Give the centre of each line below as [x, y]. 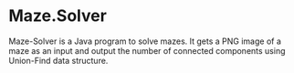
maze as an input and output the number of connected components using [147, 50]
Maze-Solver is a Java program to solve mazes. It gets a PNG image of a [145, 41]
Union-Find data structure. [58, 60]
